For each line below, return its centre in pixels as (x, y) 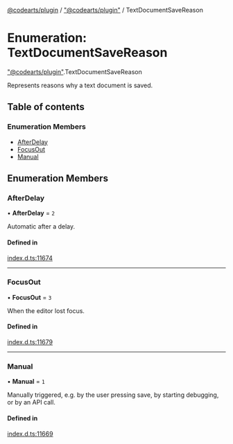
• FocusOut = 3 (29, 297)
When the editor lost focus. (46, 310)
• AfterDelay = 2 (31, 213)
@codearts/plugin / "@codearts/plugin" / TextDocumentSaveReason (105, 10)
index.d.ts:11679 (30, 342)
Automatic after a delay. (41, 227)
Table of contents (46, 107)
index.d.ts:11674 (30, 258)
